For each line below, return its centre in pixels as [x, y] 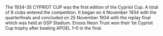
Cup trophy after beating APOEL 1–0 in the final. [54, 28]
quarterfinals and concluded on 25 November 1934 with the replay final [78, 18]
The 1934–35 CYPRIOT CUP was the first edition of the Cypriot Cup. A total [82, 7]
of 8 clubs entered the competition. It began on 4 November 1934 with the [81, 12]
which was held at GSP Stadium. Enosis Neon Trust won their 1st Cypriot [79, 23]
